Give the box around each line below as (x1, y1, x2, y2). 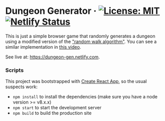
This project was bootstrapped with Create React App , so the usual (5, 78, 147, 85)
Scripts (5, 67, 24, 74)
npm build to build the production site (12, 110, 92, 116)
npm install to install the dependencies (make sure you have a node (12, 94, 158, 100)
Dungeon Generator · (5, 5, 97, 17)
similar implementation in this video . (5, 44, 81, 50)
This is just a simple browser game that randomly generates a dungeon (5, 33, 155, 39)
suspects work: (5, 84, 38, 90)
